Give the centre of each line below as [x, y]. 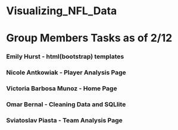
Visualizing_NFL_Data [62, 11]
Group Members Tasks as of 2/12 [89, 38]
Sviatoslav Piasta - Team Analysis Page [65, 120]
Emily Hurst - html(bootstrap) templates [65, 56]
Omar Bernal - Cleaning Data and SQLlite [66, 104]
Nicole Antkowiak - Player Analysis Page [66, 72]
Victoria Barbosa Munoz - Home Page [62, 88]
